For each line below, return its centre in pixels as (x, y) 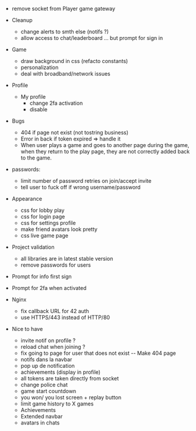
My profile (33, 97)
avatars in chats (40, 423)
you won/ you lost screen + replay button (71, 397)
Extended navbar (42, 416)
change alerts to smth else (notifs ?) (64, 32)
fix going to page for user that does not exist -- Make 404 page (98, 353)
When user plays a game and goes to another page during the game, (105, 145)
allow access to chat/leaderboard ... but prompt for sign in (92, 38)
